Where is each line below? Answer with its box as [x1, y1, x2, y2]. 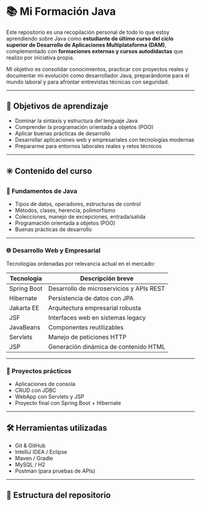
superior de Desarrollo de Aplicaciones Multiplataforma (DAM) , [6, 41, 166, 48]
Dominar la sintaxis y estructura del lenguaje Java [14, 117, 138, 124]
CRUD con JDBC [14, 387, 57, 394]
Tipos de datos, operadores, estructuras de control [14, 201, 141, 208]
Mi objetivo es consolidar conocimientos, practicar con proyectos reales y [6, 65, 188, 72]
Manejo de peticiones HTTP [48, 333, 127, 341]
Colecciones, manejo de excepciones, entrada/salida [14, 213, 146, 220]
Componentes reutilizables [48, 323, 124, 332]
